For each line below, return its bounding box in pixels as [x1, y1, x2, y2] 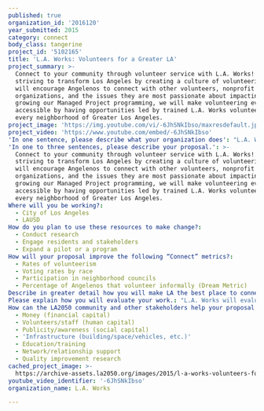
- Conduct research [15, 231, 79, 239]
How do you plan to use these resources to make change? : [8, 223, 202, 232]
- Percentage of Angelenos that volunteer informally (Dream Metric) [15, 282, 247, 290]
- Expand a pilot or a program [15, 245, 118, 253]
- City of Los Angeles [15, 209, 90, 217]
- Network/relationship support [15, 347, 122, 356]
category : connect [8, 33, 68, 42]
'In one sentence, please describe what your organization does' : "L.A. [8, 135, 251, 144]
